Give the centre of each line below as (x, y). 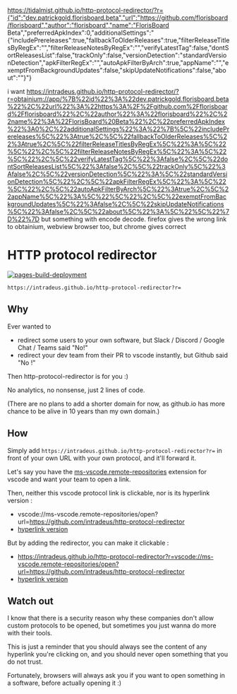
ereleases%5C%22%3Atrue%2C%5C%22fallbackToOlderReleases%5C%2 (117, 136)
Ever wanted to (29, 326)
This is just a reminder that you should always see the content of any (107, 647)
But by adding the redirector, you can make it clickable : (88, 543)
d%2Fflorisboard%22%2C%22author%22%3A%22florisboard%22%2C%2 (117, 114)
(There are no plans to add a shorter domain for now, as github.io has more (116, 404)
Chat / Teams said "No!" (53, 347)
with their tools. (30, 633)
